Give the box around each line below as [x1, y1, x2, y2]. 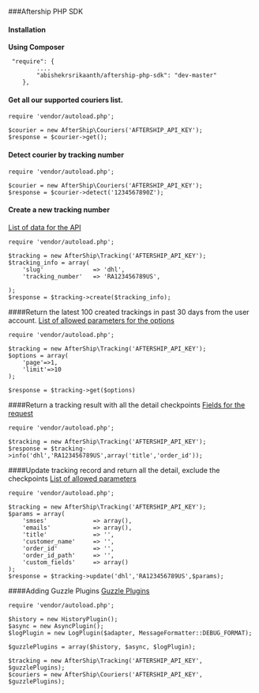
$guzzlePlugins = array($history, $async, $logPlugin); [8, 642, 196, 651]
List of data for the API [8, 222, 81, 232]
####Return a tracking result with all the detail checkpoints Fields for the [8, 400, 246, 410]
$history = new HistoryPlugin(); [8, 615, 118, 623]
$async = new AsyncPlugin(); [8, 622, 104, 630]
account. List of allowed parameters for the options [8, 316, 175, 325]
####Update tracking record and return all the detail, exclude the [8, 465, 220, 475]
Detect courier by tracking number [8, 150, 125, 159]
